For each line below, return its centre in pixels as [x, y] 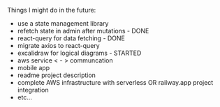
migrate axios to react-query [58, 46]
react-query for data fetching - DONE [71, 38]
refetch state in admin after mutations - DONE [83, 31]
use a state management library [63, 23]
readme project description [57, 75]
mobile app [34, 68]
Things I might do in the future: [52, 10]
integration [33, 90]
